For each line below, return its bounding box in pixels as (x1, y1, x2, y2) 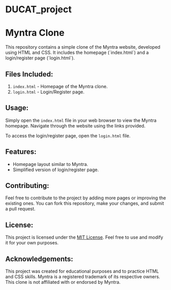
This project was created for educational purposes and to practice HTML (5, 268, 159, 274)
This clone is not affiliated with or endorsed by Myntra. (5, 279, 121, 285)
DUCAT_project (5, 4, 72, 15)
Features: (5, 148, 37, 156)
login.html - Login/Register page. (12, 89, 84, 95)
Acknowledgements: (5, 255, 73, 263)
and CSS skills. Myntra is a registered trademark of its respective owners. (5, 274, 160, 280)
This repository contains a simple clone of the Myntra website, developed (5, 44, 160, 50)
